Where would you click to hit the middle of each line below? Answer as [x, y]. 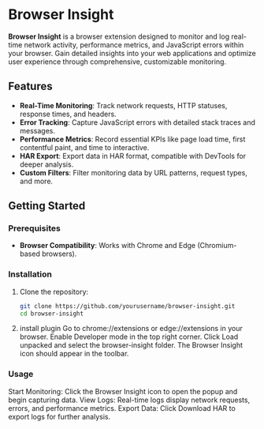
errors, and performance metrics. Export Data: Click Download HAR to [122, 408]
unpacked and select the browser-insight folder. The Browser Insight [131, 345]
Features [30, 87]
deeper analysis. [46, 164]
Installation [30, 274]
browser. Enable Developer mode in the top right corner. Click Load [129, 337]
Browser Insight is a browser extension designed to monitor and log [119, 36]
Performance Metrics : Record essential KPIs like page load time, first [132, 139]
